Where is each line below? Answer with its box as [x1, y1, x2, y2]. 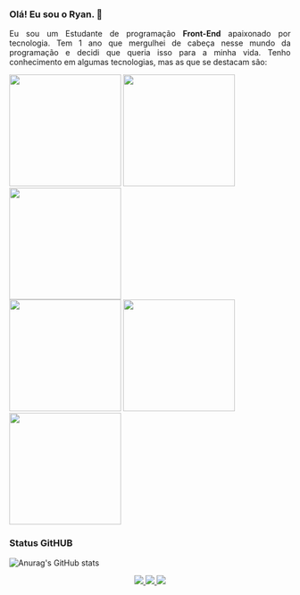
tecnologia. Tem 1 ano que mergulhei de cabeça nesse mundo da [9, 38, 291, 48]
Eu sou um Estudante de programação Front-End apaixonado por [9, 29, 291, 39]
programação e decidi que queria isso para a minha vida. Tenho [9, 47, 291, 58]
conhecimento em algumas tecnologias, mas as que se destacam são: [9, 57, 268, 68]
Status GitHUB [9, 537, 73, 549]
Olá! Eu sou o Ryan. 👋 [9, 8, 103, 21]
